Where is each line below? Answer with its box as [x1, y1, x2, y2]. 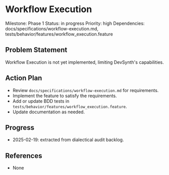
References [5, 151, 42, 160]
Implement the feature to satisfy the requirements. [12, 93, 117, 99]
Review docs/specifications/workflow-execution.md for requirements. [12, 87, 159, 93]
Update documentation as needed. [12, 109, 85, 115]
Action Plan [5, 74, 42, 82]
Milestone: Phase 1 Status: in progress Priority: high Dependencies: [5, 20, 145, 26]
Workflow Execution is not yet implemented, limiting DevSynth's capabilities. [5, 59, 164, 65]
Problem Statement [5, 46, 68, 54]
